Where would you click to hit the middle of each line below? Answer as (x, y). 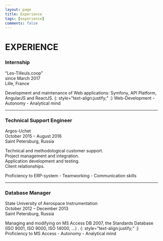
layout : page (18, 9)
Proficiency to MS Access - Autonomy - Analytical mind (61, 234)
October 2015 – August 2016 (33, 136)
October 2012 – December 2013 (37, 209)
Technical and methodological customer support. (54, 151)
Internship (17, 62)
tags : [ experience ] (25, 19)
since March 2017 (23, 78)
